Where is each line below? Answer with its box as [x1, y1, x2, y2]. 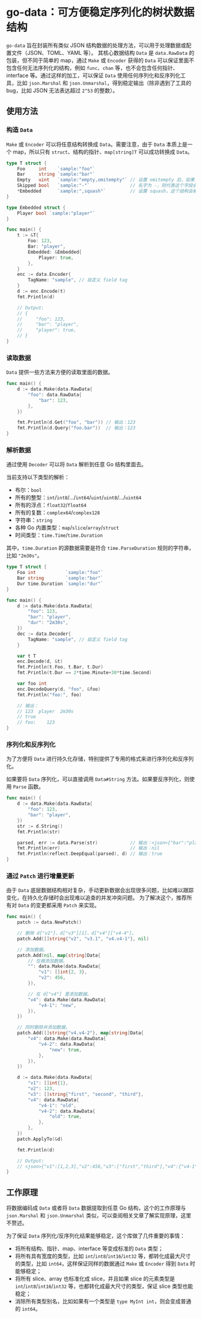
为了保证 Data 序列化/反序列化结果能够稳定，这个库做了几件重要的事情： [6, 1232, 185, 1240]
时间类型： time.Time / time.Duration [14, 531, 103, 539]
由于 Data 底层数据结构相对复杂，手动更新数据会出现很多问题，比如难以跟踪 [6, 887, 194, 894]
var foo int [17, 681, 47, 687]
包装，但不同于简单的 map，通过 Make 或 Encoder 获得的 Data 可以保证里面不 [6, 57, 194, 64]
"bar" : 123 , [38, 397, 69, 404]
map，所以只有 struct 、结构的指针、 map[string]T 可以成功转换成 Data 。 [13, 148, 193, 155]
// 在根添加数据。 [28, 958, 67, 964]
